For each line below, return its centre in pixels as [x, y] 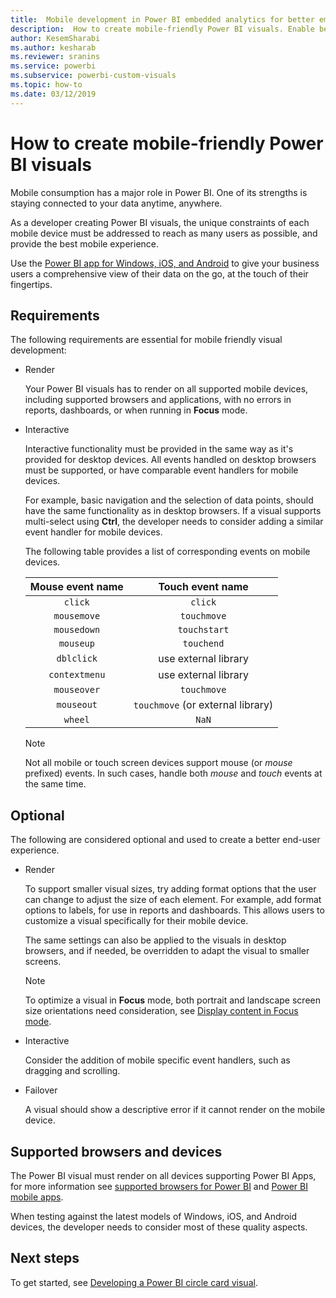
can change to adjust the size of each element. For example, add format [173, 900]
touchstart [203, 630]
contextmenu [77, 675]
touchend [203, 644]
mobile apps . [37, 1197]
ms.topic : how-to [46, 85]
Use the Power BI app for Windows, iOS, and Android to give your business [165, 263]
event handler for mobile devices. [93, 532]
